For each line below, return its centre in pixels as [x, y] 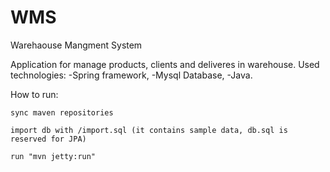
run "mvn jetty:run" [53, 156]
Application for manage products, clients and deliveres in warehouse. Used [165, 64]
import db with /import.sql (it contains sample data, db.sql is [149, 130]
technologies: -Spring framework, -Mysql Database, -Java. [131, 75]
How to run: [34, 94]
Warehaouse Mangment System [76, 45]
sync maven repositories [62, 112]
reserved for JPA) [48, 139]
